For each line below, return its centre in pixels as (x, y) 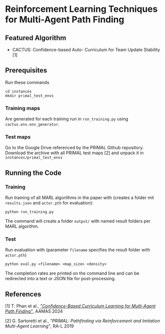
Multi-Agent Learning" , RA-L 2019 (39, 326)
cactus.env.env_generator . (32, 124)
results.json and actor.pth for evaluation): (49, 203)
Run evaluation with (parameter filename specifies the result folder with (78, 250)
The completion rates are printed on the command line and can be (72, 273)
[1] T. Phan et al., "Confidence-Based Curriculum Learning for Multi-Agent (81, 306)
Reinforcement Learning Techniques (81, 9)
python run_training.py (30, 212)
